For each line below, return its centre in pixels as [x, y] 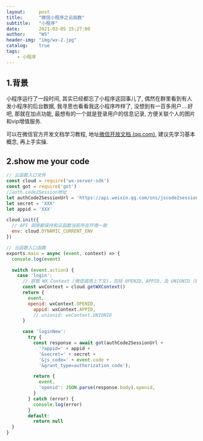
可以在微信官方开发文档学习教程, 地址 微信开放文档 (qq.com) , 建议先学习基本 [101, 134]
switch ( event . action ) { [43, 270]
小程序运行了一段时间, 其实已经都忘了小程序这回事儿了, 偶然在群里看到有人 [99, 99]
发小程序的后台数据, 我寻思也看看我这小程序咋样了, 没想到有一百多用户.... [97, 106]
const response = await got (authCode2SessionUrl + [98, 343]
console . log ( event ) [36, 259]
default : [39, 416]
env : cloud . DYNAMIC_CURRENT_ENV [53, 231]
